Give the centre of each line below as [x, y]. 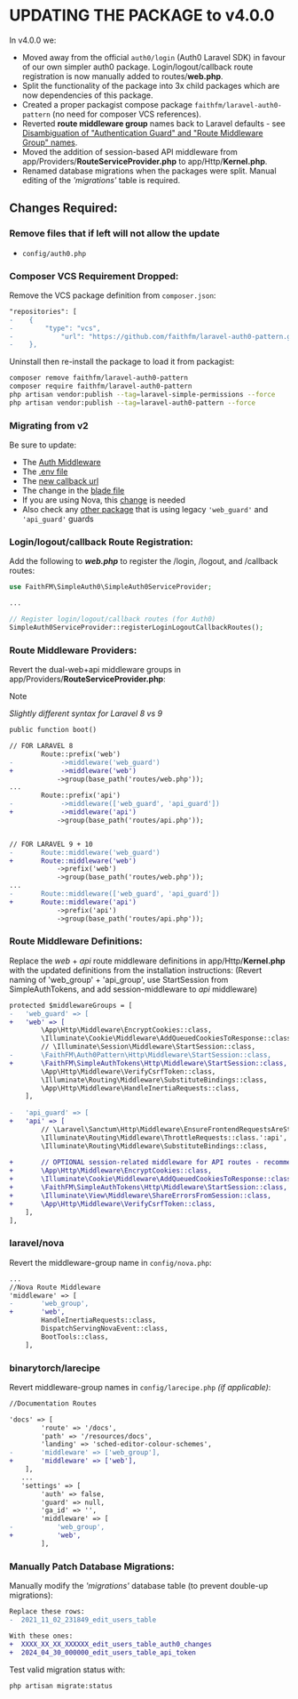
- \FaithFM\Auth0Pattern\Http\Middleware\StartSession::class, [141, 1055]
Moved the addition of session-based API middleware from [129, 151]
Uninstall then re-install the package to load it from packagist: [122, 362]
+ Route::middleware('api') [73, 902]
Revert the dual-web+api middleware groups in [95, 670]
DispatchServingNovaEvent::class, [105, 1329]
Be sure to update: [43, 445]
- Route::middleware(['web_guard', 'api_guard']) [114, 894]
